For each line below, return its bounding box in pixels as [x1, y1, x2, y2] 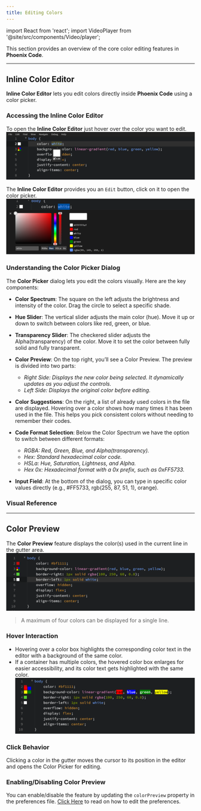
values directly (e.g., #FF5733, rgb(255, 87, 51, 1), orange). [14, 483, 159, 491]
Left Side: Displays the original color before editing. [23, 386, 151, 394]
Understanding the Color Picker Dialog [6, 264, 121, 272]
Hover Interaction [6, 632, 59, 640]
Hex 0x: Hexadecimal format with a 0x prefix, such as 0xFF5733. [23, 465, 185, 473]
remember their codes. [14, 417, 72, 424]
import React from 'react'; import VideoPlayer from [6, 27, 132, 34]
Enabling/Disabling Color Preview [6, 778, 106, 786]
